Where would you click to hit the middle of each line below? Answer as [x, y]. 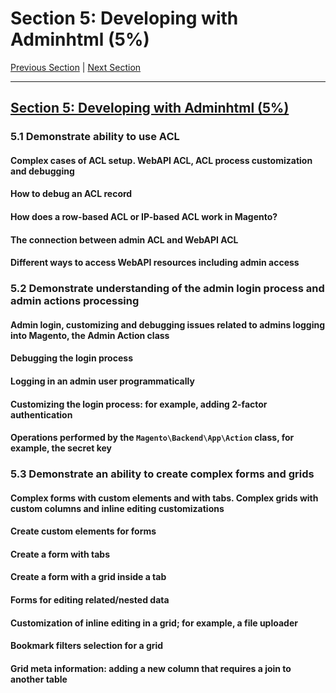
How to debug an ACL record [71, 194]
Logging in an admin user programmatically [102, 381]
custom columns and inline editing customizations [117, 508]
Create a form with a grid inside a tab [88, 577]
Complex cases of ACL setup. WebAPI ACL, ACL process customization [161, 160]
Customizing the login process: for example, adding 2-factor [139, 404]
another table [39, 679]
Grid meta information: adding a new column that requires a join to [151, 668]
